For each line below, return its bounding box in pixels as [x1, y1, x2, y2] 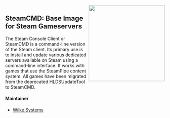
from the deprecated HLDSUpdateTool [5, 78, 85, 85]
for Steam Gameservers [5, 22, 82, 31]
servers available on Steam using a [5, 57, 78, 63]
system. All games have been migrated [5, 73, 87, 79]
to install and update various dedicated [5, 52, 87, 58]
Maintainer [5, 96, 29, 102]
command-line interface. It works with [5, 62, 85, 68]
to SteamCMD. [5, 84, 36, 90]
